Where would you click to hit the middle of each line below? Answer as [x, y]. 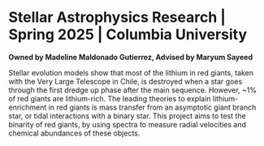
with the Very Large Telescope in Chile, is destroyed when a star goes [126, 81]
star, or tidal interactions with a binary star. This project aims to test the [127, 116]
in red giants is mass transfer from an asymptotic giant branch [152, 107]
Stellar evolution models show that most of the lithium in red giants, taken [131, 72]
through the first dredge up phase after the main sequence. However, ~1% [133, 90]
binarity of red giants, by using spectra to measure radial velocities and [127, 124]
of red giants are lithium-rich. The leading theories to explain [110, 98]
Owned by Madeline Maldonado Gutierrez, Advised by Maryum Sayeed [131, 57]
